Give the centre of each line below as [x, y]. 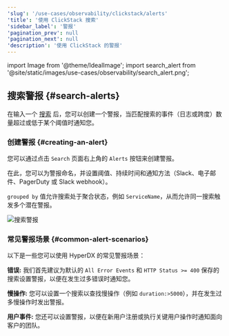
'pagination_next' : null [43, 39]
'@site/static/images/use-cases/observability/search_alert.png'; [98, 72]
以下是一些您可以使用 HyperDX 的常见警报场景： [76, 255]
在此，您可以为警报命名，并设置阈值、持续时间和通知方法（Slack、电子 [109, 173]
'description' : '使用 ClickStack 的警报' [65, 46]
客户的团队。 [25, 326]
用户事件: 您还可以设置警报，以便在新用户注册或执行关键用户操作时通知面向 [115, 317]
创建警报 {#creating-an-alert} [58, 142]
